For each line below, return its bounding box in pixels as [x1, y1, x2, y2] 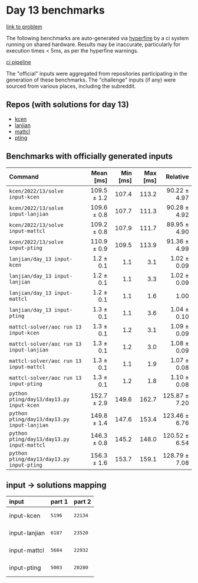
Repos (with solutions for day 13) [6, 100, 130, 110]
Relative [166, 172, 189, 181]
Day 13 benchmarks [6, 4, 105, 17]
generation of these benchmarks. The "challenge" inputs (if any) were [6, 76, 176, 83]
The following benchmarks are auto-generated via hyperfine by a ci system [6, 34, 189, 41]
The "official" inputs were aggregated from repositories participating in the [6, 70, 187, 77]
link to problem [6, 23, 42, 30]
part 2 [73, 497, 91, 506]
